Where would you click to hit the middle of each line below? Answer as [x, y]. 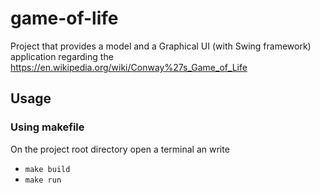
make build [47, 169]
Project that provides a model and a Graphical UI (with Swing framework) [161, 46]
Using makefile [47, 127]
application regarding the [62, 56]
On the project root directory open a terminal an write [120, 149]
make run [43, 180]
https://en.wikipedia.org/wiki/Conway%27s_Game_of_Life [129, 67]
